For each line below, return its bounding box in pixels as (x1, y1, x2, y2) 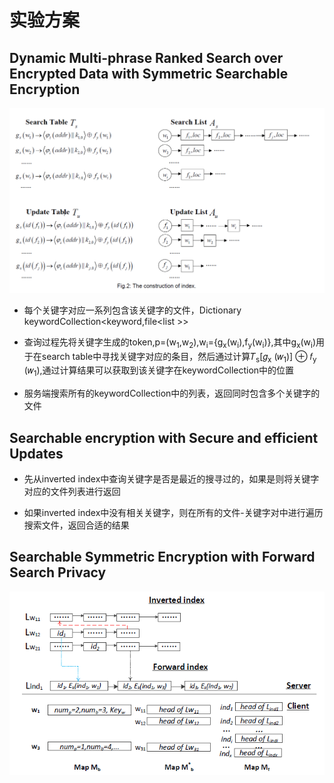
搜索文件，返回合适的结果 (23, 519, 130, 531)
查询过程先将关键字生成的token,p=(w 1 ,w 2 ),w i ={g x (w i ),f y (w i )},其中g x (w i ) (23, 336, 317, 350)
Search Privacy (9, 564, 107, 581)
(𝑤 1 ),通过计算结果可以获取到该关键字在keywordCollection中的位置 (23, 364, 295, 379)
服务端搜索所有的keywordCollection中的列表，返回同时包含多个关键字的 (23, 387, 321, 400)
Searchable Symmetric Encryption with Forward (9, 549, 316, 566)
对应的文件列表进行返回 (23, 486, 121, 497)
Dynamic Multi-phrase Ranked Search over (9, 49, 284, 66)
